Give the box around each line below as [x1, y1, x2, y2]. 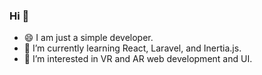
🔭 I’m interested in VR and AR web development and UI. [23, 53, 253, 65]
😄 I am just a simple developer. [23, 32, 154, 44]
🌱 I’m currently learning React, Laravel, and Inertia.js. [23, 42, 242, 54]
